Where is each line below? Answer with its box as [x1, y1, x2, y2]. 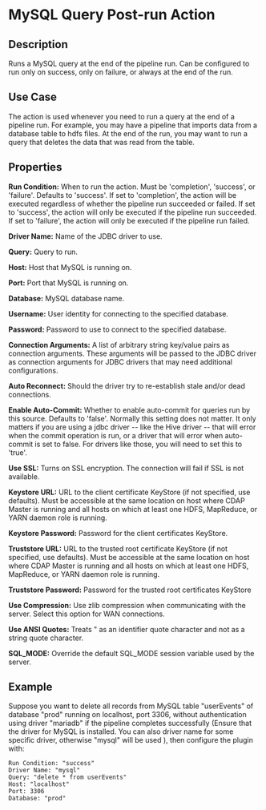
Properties [8, 160, 62, 174]
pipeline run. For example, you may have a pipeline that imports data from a [8, 120, 258, 130]
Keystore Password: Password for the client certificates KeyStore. [8, 528, 228, 538]
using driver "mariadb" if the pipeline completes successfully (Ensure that [8, 719, 252, 728]
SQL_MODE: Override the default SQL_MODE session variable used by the [8, 648, 255, 658]
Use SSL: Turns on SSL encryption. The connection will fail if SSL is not [8, 463, 244, 473]
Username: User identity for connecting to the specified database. [8, 308, 228, 318]
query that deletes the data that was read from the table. [8, 137, 195, 147]
